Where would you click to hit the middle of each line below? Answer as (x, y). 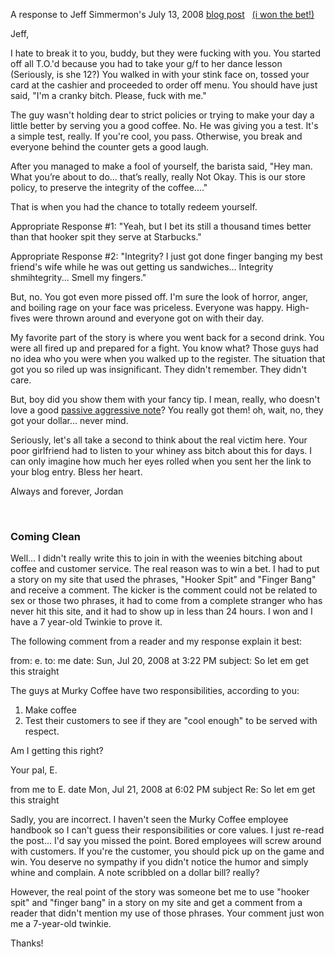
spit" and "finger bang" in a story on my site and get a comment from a (156, 903)
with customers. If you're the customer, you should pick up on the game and (167, 851)
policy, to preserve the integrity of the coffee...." (109, 187)
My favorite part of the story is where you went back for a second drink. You (167, 337)
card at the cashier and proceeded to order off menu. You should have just (164, 85)
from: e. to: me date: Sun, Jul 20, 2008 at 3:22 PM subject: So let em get (160, 661)
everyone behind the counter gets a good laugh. (110, 147)
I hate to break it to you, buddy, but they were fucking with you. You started (165, 53)
